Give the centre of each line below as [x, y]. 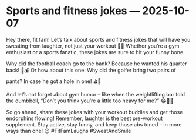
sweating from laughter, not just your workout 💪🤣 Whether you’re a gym [93, 46]
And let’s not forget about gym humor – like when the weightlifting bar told [96, 94]
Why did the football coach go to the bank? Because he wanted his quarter [97, 64]
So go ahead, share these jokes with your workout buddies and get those [94, 112]
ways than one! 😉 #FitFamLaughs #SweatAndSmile [69, 131]
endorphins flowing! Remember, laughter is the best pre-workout [85, 118]
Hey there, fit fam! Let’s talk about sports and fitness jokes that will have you [98, 39]
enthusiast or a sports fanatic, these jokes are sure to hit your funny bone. [95, 52]
